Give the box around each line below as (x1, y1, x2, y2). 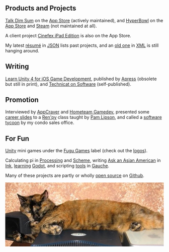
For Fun (5, 134, 29, 143)
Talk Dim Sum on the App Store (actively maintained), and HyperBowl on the (5, 17, 163, 23)
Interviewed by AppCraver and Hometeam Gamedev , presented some (5, 109, 150, 115)
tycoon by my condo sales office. (5, 119, 74, 125)
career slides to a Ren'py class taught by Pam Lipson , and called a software (5, 114, 162, 120)
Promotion (5, 96, 39, 104)
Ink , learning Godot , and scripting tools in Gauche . (5, 163, 110, 169)
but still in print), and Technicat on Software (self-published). (5, 81, 132, 87)
